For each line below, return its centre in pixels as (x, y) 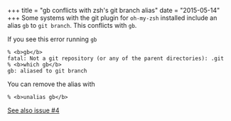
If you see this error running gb (52, 39)
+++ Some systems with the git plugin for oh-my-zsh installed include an (112, 18)
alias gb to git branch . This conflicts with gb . (72, 25)
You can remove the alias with (52, 84)
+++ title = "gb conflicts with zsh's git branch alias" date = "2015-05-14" (114, 10)
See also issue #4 (33, 110)
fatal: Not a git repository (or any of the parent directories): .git (116, 58)
